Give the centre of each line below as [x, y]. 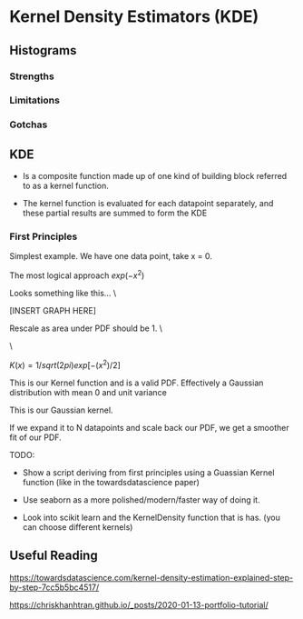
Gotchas [29, 125]
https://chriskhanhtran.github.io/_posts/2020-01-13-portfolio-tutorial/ [139, 604]
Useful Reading [54, 556]
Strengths [32, 76]
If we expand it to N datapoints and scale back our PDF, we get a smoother [149, 427]
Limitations [35, 100]
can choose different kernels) [78, 527]
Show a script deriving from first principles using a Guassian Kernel [148, 472]
